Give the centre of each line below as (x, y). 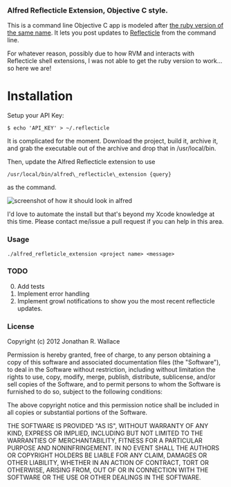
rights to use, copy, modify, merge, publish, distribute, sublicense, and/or (111, 377)
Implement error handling (53, 294)
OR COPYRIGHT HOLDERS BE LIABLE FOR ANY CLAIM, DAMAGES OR (107, 455)
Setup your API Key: (36, 116)
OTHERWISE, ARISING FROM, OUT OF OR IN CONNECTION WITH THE (108, 470)
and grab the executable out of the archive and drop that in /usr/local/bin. (112, 148)
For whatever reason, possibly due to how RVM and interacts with (101, 53)
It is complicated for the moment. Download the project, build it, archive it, (113, 141)
